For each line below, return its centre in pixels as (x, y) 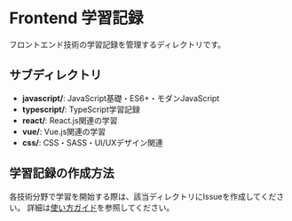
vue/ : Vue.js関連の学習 (64, 131)
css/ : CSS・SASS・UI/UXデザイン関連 (93, 142)
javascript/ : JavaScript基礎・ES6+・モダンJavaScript (121, 98)
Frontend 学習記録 (76, 18)
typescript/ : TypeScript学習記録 (81, 109)
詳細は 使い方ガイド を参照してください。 (100, 207)
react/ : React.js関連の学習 (70, 120)
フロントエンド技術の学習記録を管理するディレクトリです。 (118, 44)
